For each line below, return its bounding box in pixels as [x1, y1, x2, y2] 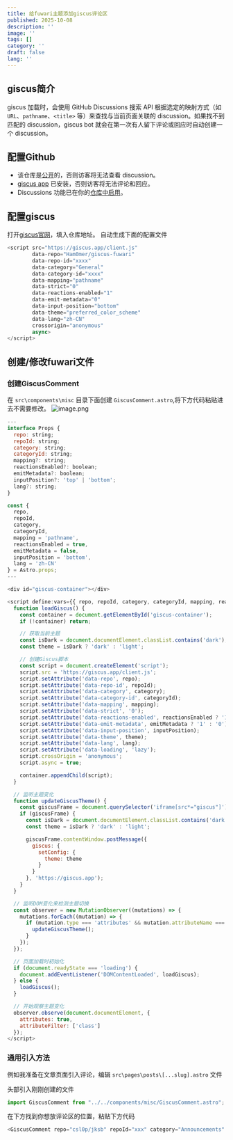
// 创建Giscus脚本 [19, 656, 69, 663]
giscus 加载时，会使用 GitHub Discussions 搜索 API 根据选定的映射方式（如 [7, 102, 222, 111]
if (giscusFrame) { [19, 810, 76, 818]
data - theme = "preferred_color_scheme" [32, 309, 141, 316]
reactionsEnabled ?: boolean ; [13, 464, 98, 470]
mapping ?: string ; [13, 457, 67, 464]
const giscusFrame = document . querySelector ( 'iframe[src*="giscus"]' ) [19, 804, 228, 811]
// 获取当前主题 [19, 631, 60, 638]
